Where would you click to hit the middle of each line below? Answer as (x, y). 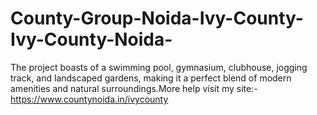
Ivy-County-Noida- (91, 39)
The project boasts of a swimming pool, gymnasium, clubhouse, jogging (159, 67)
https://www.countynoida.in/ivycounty (89, 99)
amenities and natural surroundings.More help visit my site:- (134, 88)
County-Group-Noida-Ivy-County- (157, 18)
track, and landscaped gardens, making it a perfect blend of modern (151, 78)
